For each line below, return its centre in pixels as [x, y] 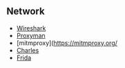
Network [26, 11]
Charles [28, 50]
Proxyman [31, 35]
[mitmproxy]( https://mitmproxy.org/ [67, 43]
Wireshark [31, 28]
